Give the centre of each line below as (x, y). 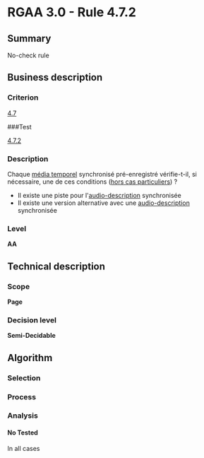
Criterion (23, 98)
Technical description (56, 266)
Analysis (23, 416)
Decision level (32, 320)
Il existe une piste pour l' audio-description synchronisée (99, 195)
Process (22, 397)
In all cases (24, 448)
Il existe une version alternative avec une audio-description (104, 203)
